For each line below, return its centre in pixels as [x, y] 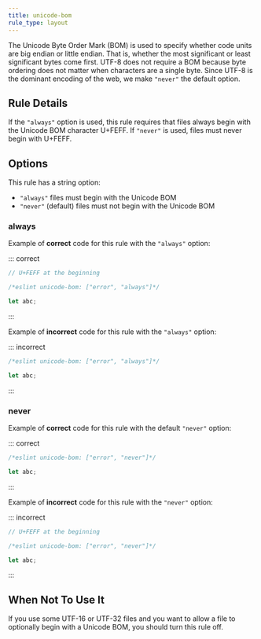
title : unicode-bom [40, 15]
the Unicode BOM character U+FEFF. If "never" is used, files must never [125, 130]
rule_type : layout [38, 23]
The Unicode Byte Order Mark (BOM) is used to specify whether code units [130, 45]
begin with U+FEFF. [40, 139]
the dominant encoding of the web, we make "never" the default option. [124, 79]
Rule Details [38, 103]
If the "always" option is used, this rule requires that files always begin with [130, 122]
